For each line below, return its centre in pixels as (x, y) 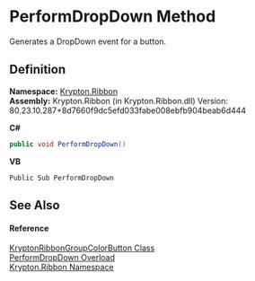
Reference (29, 228)
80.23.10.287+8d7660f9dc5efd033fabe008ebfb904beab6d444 (128, 110)
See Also (35, 205)
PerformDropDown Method (113, 17)
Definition (37, 70)
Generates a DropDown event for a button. (88, 41)
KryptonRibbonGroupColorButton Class (82, 248)
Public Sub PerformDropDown (62, 178)
